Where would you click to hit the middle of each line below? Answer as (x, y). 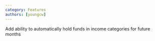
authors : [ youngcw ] (26, 14)
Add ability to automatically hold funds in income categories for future (78, 28)
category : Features (26, 10)
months (13, 34)
